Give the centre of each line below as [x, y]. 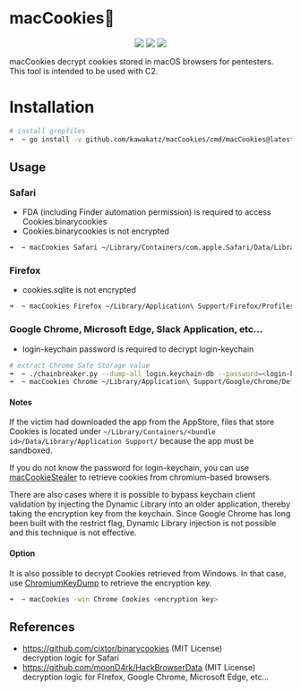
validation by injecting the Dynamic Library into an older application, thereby [150, 504]
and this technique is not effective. [73, 533]
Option [22, 553]
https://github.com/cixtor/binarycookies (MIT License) [122, 649]
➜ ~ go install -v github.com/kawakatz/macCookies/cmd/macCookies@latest [152, 139]
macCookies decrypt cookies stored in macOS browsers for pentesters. [142, 61]
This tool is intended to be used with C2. [84, 71]
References [42, 627]
